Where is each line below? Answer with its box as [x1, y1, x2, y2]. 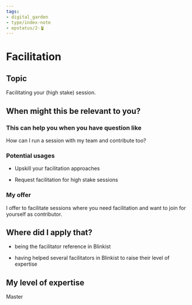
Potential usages [6, 151, 55, 160]
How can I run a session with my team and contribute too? [6, 137, 146, 144]
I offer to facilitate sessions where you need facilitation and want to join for [6, 204, 186, 211]
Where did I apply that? [6, 227, 92, 238]
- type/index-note [6, 19, 51, 25]
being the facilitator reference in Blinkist [14, 243, 111, 250]
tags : [6, 8, 19, 15]
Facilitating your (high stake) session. [6, 89, 97, 96]
